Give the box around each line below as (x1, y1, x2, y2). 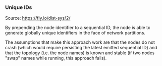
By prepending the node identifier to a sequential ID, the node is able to (5, 25, 151, 31)
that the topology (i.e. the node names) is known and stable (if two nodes (5, 50, 155, 56)
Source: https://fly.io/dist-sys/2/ (5, 15, 71, 21)
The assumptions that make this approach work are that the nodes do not (5, 39, 155, 45)
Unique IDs (5, 4, 32, 11)
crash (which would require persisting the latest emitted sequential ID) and (5, 45, 158, 51)
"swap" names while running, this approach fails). (5, 55, 107, 61)
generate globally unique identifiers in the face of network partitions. (5, 30, 146, 36)
